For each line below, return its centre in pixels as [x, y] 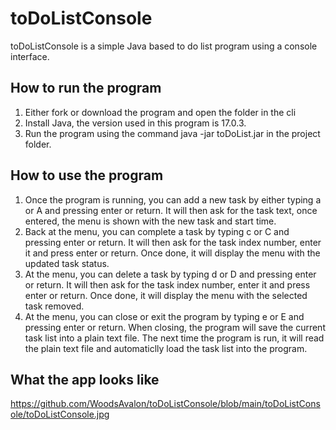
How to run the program [86, 88]
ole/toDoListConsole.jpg [60, 414]
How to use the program [87, 175]
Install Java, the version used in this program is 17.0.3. [135, 123]
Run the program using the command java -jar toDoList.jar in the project [172, 133]
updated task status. [67, 263]
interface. [30, 56]
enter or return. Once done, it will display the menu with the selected [166, 295]
